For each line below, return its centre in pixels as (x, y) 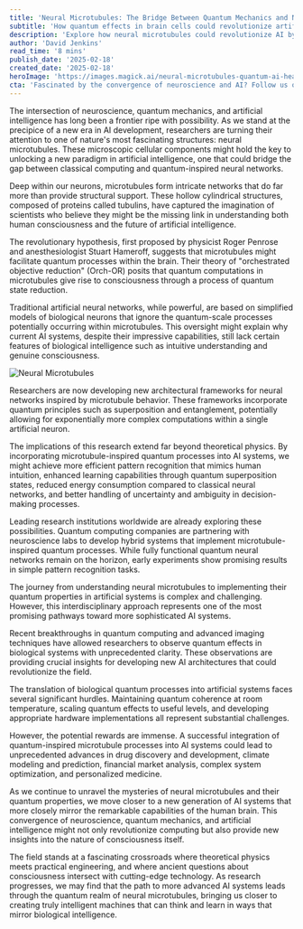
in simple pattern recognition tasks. (75, 569)
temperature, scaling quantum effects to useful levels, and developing (139, 708)
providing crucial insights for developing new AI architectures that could (143, 662)
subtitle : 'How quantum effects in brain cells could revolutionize (141, 26)
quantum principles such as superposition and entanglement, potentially (143, 409)
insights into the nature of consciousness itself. (97, 839)
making (23, 503)
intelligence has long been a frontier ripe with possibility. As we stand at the (150, 120)
